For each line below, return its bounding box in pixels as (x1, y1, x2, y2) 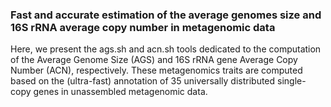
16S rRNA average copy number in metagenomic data (10, 20, 276, 34)
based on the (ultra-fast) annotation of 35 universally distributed (10, 75, 276, 87)
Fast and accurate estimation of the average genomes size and (10, 8, 322, 22)
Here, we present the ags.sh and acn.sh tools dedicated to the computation (10, 43, 322, 55)
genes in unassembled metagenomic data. (33, 86, 208, 98)
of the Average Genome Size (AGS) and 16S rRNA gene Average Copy (10, 54, 298, 66)
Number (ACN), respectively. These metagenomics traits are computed (10, 64, 303, 77)
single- (277, 75, 307, 87)
